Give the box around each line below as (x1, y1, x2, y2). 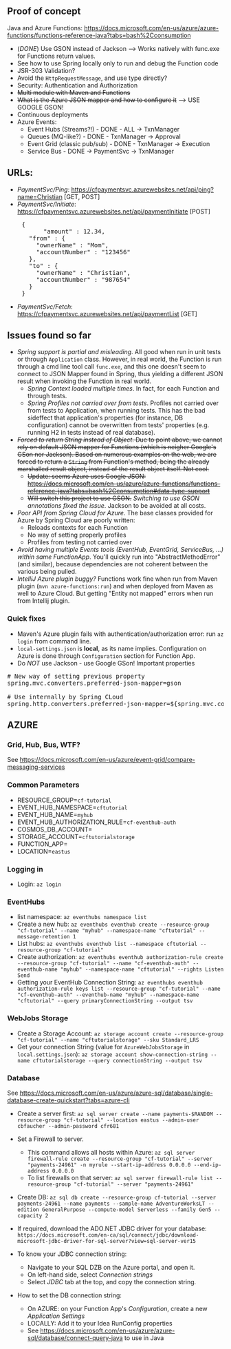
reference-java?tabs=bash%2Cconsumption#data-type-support (27, 487, 210, 495)
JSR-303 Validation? (16, 66, 76, 74)
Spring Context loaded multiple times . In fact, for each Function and (27, 384, 220, 393)
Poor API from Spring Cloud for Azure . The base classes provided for (16, 509, 213, 517)
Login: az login (16, 880, 62, 888)
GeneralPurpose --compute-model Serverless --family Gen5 (42, 1206, 212, 1213)
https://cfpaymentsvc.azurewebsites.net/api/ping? (71, 185, 214, 194)
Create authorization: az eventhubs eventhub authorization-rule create (16, 953, 223, 961)
